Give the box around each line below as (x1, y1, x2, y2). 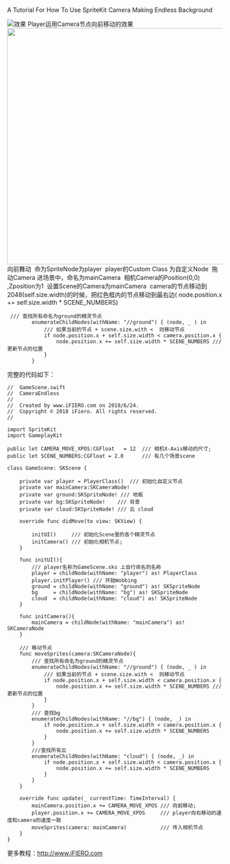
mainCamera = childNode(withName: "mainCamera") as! (31, 619, 186, 626)
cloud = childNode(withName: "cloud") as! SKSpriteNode (31, 595, 197, 602)
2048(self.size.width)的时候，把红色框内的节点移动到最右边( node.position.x (7, 291, 222, 299)
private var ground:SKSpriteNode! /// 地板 (19, 491, 144, 498)
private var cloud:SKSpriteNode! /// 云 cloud (19, 506, 154, 513)
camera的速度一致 (16, 817, 62, 824)
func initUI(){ (19, 557, 63, 563)
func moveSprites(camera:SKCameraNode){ (19, 651, 136, 657)
